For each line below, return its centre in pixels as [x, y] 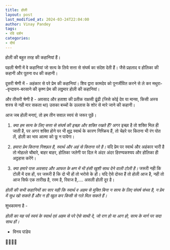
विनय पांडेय [22, 232]
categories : [18, 39]
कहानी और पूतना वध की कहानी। [32, 73]
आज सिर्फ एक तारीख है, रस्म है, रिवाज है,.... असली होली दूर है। [63, 180]
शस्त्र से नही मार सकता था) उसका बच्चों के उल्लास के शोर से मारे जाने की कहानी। [70, 105]
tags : [11, 29]
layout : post [19, 15]
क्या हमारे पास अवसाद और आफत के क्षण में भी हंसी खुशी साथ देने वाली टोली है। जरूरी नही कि [87, 168]
